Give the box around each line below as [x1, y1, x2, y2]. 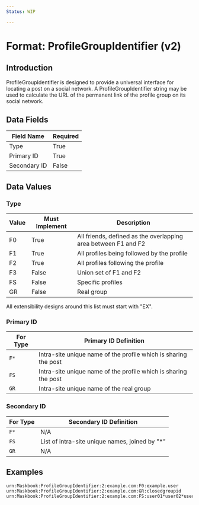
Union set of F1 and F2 [76, 269, 141, 277]
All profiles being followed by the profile [76, 250, 188, 258]
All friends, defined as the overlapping [76, 232, 184, 241]
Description [116, 219, 151, 227]
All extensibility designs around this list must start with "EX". [6, 303, 153, 310]
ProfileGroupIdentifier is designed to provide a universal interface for [6, 78, 174, 86]
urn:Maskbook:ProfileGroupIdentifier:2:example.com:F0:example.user [6, 482, 179, 489]
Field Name [11, 132, 44, 140]
